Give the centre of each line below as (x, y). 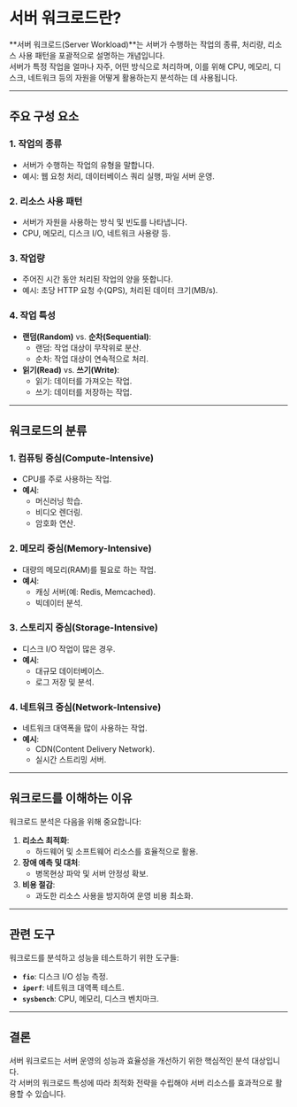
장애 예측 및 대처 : (51, 862)
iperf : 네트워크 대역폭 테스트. (73, 987)
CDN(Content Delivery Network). (95, 749)
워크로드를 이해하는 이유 (71, 798)
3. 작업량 (27, 258)
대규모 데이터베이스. (69, 670)
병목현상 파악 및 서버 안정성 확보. (91, 873)
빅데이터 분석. (59, 602)
